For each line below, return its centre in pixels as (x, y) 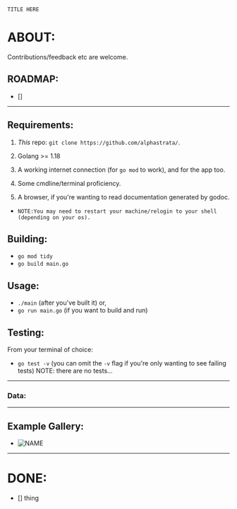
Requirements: (41, 125)
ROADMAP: (33, 80)
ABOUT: (31, 37)
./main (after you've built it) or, (62, 303)
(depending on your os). (54, 217)
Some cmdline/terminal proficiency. (69, 183)
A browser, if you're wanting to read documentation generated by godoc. (124, 197)
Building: (28, 239)
